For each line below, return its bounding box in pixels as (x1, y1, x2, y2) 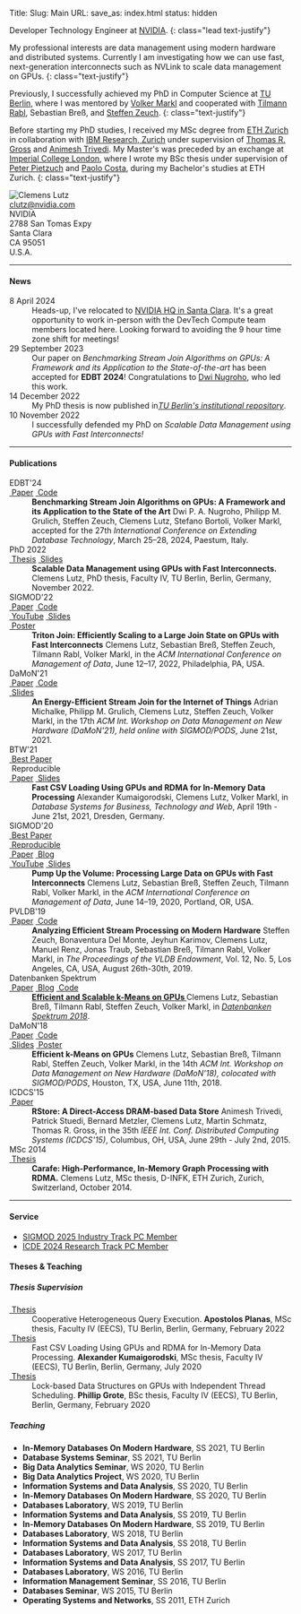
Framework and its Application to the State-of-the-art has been (31, 362, 267, 373)
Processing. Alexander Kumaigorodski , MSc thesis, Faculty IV (31, 1352, 263, 1363)
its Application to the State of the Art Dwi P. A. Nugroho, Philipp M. (31, 506, 282, 517)
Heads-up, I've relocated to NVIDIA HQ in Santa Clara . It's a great (31, 305, 273, 316)
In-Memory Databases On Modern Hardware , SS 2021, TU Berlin (21, 1443, 266, 1454)
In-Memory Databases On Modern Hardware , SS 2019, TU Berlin (21, 1519, 265, 1530)
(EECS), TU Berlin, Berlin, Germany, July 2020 (31, 1361, 202, 1372)
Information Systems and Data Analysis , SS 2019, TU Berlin (21, 1509, 246, 1520)
